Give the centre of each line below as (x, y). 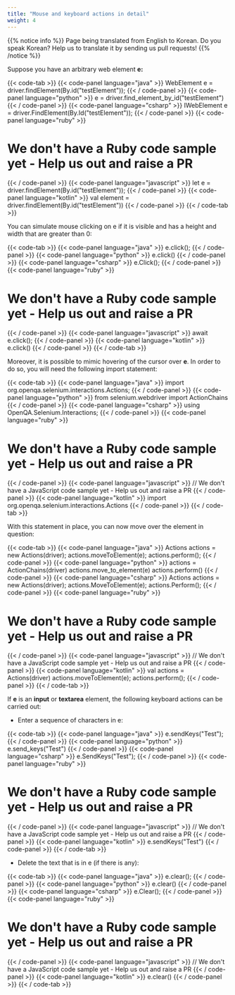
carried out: (24, 707)
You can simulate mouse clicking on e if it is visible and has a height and (112, 227)
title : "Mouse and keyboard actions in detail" (78, 14)
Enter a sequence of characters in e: (70, 720)
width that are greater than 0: (50, 234)
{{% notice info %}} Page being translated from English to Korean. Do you (114, 40)
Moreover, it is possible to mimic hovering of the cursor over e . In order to (114, 362)
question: (21, 534)
